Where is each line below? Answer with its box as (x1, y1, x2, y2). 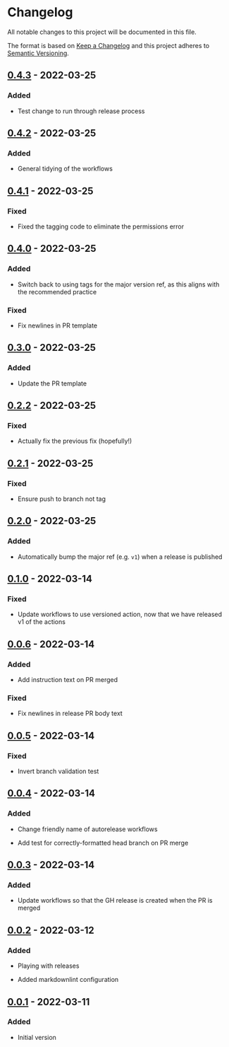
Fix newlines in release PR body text (17, 709, 123, 718)
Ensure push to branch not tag (17, 494, 106, 503)
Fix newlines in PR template (17, 321, 97, 330)
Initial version (17, 1033, 56, 1041)
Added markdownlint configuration (17, 976, 119, 984)
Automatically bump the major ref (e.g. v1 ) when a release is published (17, 553, 223, 561)
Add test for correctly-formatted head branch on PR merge (17, 838, 189, 847)
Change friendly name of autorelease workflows (17, 825, 158, 833)
